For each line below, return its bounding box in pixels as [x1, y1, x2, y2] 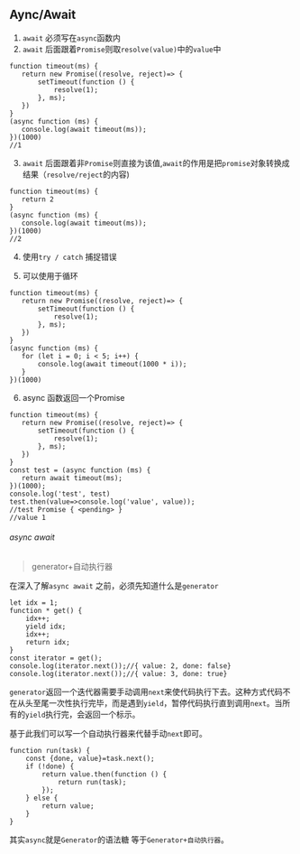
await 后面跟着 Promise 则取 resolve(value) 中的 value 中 [22, 43, 222, 54]
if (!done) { [25, 762, 75, 771]
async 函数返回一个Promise [22, 392, 125, 403]
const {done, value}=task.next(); [25, 754, 155, 764]
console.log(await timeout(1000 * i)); [37, 359, 187, 368]
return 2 [21, 194, 54, 204]
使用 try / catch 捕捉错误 [22, 251, 117, 262]
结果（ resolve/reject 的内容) [22, 169, 131, 180]
